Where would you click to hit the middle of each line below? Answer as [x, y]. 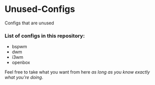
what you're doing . [24, 78]
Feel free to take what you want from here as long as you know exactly [77, 72]
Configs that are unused [29, 23]
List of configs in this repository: [45, 36]
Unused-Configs [40, 9]
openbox [21, 63]
